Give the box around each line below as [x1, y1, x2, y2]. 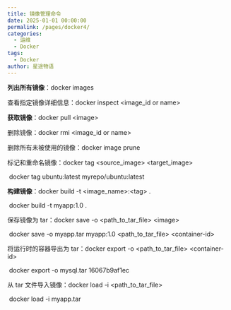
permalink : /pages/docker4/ [7, 23, 90, 30]
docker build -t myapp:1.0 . [8, 201, 87, 209]
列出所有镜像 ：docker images [7, 83, 94, 92]
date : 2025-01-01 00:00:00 [7, 17, 87, 24]
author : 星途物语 [7, 63, 54, 70]
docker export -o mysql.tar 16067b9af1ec [8, 266, 129, 274]
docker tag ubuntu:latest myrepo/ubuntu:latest [8, 172, 145, 181]
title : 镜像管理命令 [7, 10, 61, 18]
